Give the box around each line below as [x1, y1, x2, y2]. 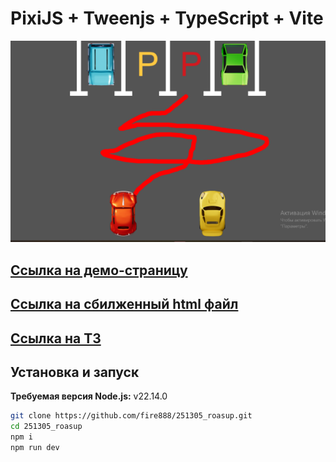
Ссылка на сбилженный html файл [10, 296, 239, 313]
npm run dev [10, 443, 60, 453]
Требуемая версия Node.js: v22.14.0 [10, 390, 168, 402]
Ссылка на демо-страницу [10, 262, 188, 279]
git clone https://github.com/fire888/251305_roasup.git [10, 411, 253, 421]
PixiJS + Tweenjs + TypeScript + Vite [10, 7, 324, 30]
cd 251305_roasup [10, 422, 83, 432]
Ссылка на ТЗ [10, 330, 102, 347]
